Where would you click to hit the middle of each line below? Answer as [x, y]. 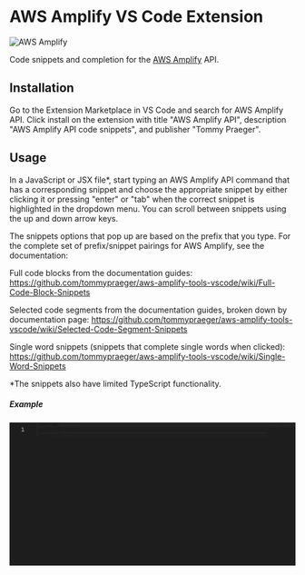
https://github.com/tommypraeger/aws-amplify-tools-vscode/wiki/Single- [148, 356]
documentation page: [49, 319]
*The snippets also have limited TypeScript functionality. [116, 383]
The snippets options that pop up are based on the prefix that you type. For [150, 236]
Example [26, 404]
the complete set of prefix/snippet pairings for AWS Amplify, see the [137, 245]
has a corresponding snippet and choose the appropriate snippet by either [148, 189]
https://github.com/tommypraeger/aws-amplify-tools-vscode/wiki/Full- [143, 283]
